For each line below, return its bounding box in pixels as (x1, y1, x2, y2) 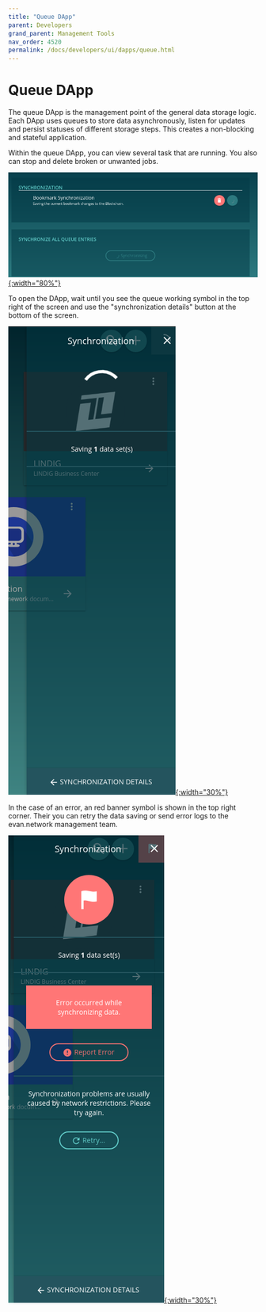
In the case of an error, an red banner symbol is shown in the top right (8, 803, 236, 812)
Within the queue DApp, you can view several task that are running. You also (8, 148, 258, 158)
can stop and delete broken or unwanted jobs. (8, 157, 158, 166)
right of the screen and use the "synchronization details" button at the (8, 302, 237, 312)
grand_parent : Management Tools (8, 29, 115, 37)
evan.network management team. (8, 820, 118, 830)
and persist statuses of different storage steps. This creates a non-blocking (8, 124, 255, 134)
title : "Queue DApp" (8, 13, 77, 21)
